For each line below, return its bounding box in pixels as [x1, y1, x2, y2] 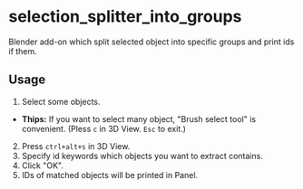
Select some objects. [21, 96, 101, 107]
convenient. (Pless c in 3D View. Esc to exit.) [21, 123, 187, 134]
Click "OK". [21, 160, 64, 171]
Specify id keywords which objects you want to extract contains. [21, 150, 264, 161]
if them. [8, 45, 37, 56]
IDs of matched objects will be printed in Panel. [21, 169, 199, 180]
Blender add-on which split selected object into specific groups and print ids [8, 36, 295, 47]
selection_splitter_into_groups [8, 6, 242, 27]
